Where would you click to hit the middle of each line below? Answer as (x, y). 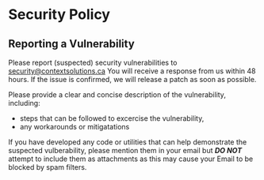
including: (25, 103)
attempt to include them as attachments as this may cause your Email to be (131, 159)
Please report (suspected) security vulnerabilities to (93, 62)
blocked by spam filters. (48, 167)
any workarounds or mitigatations (75, 127)
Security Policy (59, 15)
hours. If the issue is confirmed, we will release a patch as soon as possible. (132, 79)
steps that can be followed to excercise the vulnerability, (112, 118)
